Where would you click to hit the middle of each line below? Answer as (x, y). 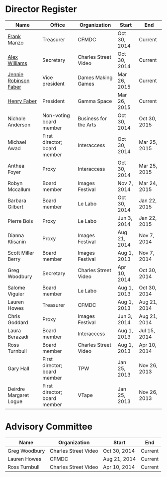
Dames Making (95, 77)
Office (58, 25)
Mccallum (19, 189)
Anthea (16, 166)
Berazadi (18, 337)
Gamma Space (95, 101)
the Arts (87, 124)
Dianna (16, 235)
